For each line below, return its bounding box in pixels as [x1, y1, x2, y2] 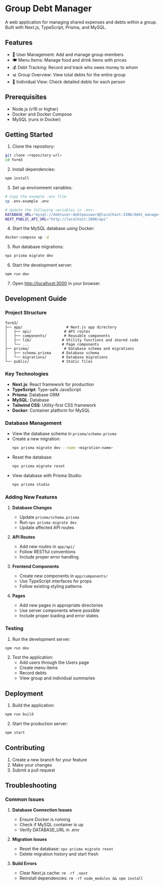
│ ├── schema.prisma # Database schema [5, 350, 99, 355]
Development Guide [5, 295, 67, 303]
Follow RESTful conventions [19, 549, 76, 555]
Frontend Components [12, 563, 60, 569]
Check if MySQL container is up [19, 822, 84, 828]
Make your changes [12, 762, 52, 768]
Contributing [5, 744, 45, 752]
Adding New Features [5, 493, 58, 500]
